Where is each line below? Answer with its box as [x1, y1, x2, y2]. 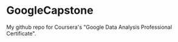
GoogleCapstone [6, 4, 94, 17]
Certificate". [6, 29, 36, 37]
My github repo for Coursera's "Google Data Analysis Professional [6, 23, 172, 31]
